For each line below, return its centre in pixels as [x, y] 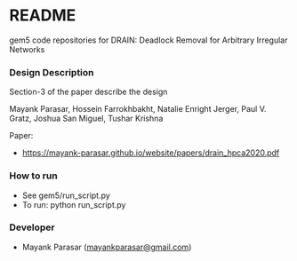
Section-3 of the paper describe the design [88, 92]
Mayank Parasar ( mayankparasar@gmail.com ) [107, 247]
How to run [33, 176]
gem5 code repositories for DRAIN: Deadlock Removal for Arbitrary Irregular [148, 40]
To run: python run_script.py [74, 204]
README [43, 16]
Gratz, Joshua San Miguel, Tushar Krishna [86, 119]
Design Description [52, 72]
